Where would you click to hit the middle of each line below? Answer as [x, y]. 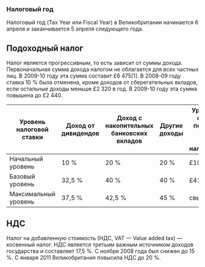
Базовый [22, 177]
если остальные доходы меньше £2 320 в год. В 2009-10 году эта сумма [102, 89]
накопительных [129, 126]
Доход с [129, 118]
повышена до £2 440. [34, 95]
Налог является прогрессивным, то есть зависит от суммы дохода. [95, 63]
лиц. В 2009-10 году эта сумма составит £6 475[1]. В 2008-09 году [94, 76]
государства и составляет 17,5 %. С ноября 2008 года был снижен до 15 [101, 251]
